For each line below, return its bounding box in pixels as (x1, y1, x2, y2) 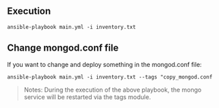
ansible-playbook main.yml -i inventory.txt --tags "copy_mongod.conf (7, 73, 213, 81)
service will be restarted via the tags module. (23, 92, 151, 101)
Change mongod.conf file (7, 42, 119, 54)
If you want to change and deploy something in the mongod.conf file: (7, 60, 202, 68)
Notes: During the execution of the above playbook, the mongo (23, 85, 202, 94)
